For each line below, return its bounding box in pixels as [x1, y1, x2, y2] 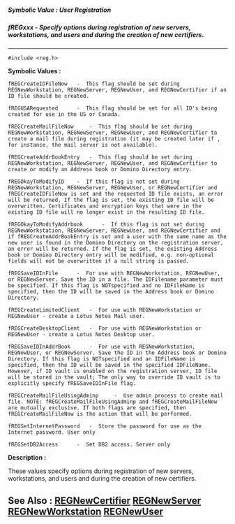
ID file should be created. [8, 93, 90, 100]
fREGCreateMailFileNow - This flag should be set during [8, 123, 192, 131]
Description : [8, 453, 47, 462]
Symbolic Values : [8, 67, 61, 75]
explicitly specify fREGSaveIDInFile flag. [8, 380, 137, 387]
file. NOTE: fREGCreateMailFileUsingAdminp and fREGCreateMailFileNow [8, 398, 218, 405]
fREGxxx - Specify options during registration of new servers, [8, 23, 191, 31]
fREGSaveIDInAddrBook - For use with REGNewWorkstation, [8, 343, 196, 351]
